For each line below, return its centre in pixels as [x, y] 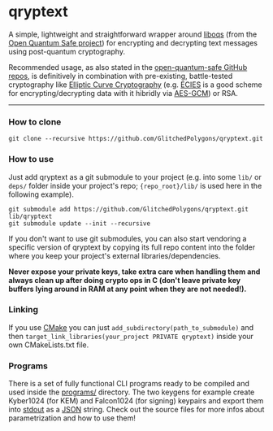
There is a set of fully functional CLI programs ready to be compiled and [129, 384]
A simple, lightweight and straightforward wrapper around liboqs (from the [133, 34]
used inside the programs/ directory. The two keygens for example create [132, 392]
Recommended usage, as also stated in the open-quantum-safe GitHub [128, 67]
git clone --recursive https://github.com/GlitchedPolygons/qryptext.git [136, 139]
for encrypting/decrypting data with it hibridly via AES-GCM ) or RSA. [123, 93]
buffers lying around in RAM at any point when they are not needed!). [128, 289]
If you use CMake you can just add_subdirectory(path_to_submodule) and [131, 327]
